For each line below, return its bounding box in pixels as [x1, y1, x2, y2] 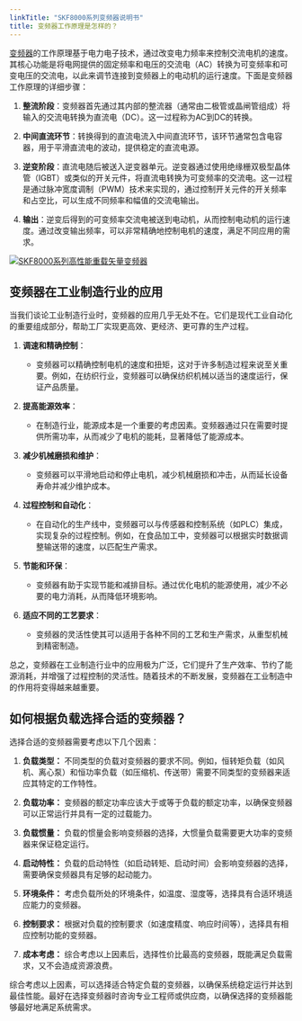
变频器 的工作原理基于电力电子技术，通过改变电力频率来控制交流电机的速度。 [9, 47, 293, 58]
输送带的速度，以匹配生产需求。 [43, 542, 163, 552]
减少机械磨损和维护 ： [22, 451, 102, 461]
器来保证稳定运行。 [22, 838, 94, 850]
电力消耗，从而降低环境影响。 [51, 591, 163, 602]
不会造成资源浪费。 [46, 960, 118, 972]
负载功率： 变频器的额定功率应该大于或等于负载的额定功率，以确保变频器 [22, 797, 293, 808]
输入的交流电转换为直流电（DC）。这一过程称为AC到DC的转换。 [22, 112, 258, 122]
